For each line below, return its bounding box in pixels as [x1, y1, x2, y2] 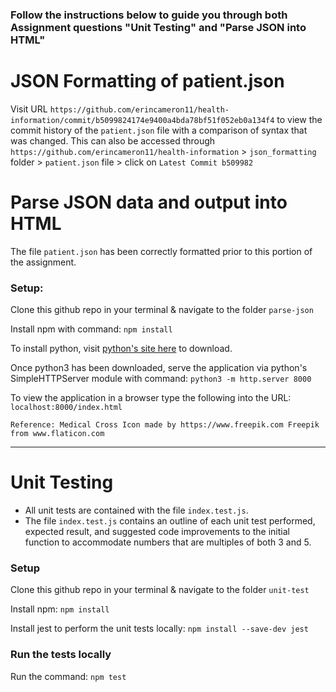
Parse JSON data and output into [10, 191, 288, 214]
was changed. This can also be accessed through [10, 134, 216, 147]
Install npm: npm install [10, 603, 110, 615]
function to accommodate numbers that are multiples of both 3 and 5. [24, 536, 312, 548]
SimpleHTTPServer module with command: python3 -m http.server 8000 [10, 373, 312, 385]
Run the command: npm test [10, 670, 127, 682]
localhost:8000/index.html [10, 403, 123, 413]
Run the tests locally [10, 648, 112, 662]
